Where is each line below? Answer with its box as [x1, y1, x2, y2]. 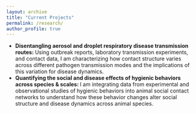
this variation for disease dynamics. [15, 68, 104, 76]
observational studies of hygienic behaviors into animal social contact [15, 87, 189, 94]
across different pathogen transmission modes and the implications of [15, 62, 190, 69]
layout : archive [6, 8, 47, 15]
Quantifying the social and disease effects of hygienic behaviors [15, 74, 181, 82]
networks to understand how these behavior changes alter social [15, 94, 177, 101]
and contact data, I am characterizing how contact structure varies [15, 55, 181, 62]
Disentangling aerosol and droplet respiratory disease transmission [15, 42, 189, 50]
